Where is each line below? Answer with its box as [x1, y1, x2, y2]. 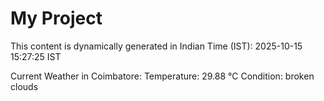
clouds [10, 80, 39, 92]
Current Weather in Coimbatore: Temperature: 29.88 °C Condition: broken [10, 70, 315, 82]
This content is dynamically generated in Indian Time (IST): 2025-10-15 [10, 40, 303, 52]
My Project [10, 7, 103, 30]
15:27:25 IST [10, 50, 62, 62]
